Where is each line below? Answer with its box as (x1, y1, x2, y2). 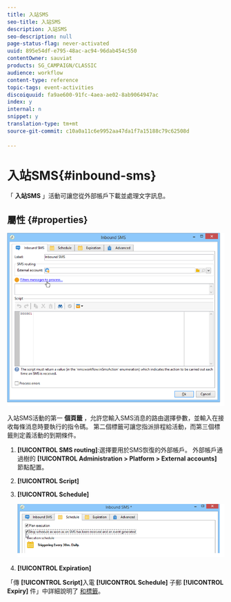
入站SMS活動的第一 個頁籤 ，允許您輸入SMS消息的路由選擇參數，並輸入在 (7, 414, 219, 422)
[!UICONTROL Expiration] (17, 564, 92, 572)
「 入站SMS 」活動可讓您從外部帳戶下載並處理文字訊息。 (7, 192, 170, 200)
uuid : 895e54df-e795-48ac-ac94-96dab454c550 (7, 48, 137, 55)
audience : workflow (7, 69, 63, 76)
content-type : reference (7, 77, 79, 84)
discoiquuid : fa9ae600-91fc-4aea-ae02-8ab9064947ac (7, 91, 159, 98)
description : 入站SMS (7, 26, 68, 32)
